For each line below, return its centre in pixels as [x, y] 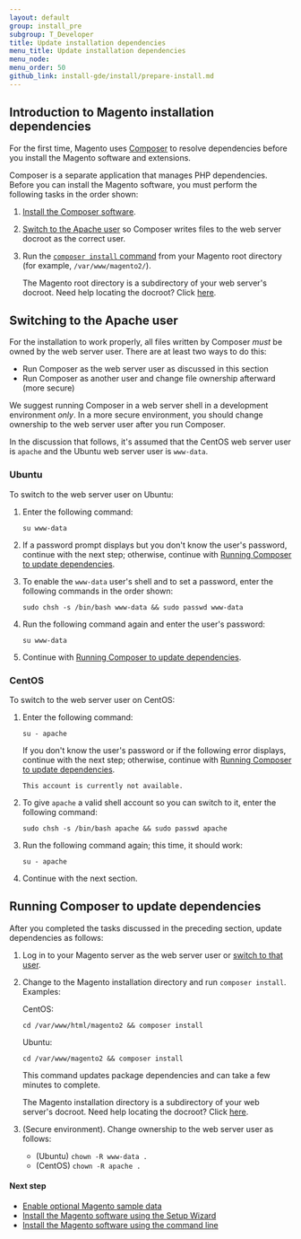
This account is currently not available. [103, 786]
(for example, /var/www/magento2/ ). [86, 265]
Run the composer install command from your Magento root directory [152, 256]
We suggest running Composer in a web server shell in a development [139, 406]
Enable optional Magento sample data [92, 1206]
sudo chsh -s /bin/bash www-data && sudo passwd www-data [133, 607]
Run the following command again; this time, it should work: [133, 845]
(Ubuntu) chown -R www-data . [91, 1156]
